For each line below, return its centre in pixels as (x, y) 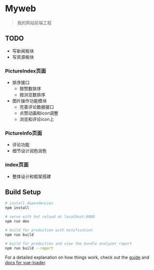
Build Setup (23, 192)
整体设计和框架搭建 (32, 176)
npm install (17, 208)
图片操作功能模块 (29, 101)
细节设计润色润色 (29, 151)
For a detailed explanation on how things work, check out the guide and (77, 257)
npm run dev (17, 221)
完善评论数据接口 (37, 107)
